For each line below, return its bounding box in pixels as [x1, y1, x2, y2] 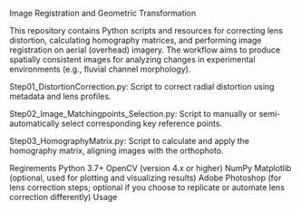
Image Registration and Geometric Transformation [9, 8, 197, 18]
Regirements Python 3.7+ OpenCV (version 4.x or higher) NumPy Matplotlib [9, 163, 292, 173]
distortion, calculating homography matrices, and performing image [9, 35, 262, 45]
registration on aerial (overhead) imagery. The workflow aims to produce [9, 44, 281, 55]
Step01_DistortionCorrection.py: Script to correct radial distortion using [9, 82, 275, 91]
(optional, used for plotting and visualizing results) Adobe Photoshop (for [9, 172, 282, 183]
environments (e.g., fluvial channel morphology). [9, 63, 191, 74]
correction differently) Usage [9, 192, 118, 202]
